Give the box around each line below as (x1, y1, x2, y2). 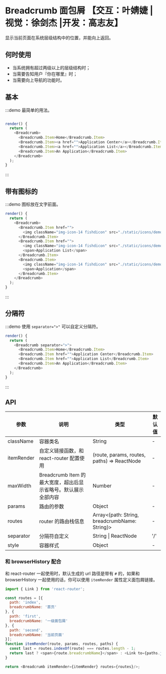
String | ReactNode (92, 532, 137, 539)
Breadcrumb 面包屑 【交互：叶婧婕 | (5, 5, 153, 16)
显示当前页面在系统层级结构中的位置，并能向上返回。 (5, 35, 114, 41)
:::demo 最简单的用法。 (5, 107, 52, 113)
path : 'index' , (9, 600, 41, 605)
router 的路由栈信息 (39, 518, 84, 525)
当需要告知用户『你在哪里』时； (12, 71, 78, 77)
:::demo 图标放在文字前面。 (5, 202, 61, 207)
